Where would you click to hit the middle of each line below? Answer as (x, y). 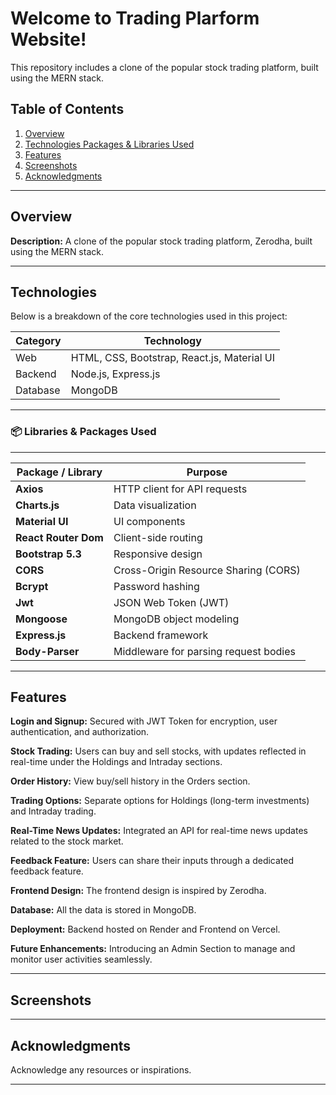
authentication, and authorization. (80, 732)
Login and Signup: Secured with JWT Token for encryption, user (144, 721)
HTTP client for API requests (180, 489)
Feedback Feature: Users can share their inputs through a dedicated (152, 861)
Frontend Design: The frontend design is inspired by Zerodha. (138, 891)
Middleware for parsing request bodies (204, 651)
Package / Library (59, 472)
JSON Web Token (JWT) (171, 602)
